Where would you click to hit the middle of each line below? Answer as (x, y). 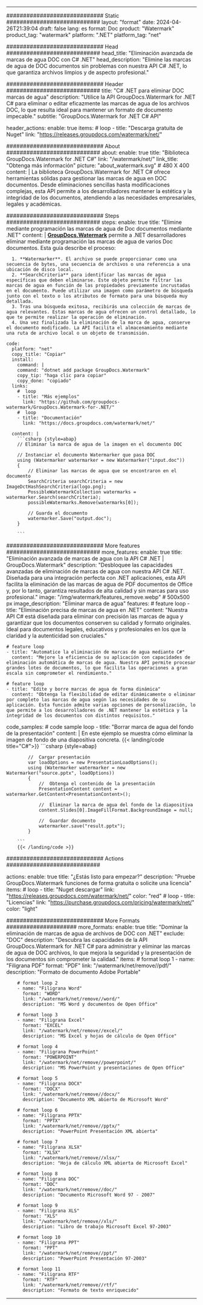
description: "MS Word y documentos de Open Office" (90, 1004)
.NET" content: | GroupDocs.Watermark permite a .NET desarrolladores (96, 235)
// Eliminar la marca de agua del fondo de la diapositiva (116, 805)
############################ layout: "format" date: (81, 22)
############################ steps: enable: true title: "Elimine (94, 222)
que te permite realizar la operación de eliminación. (77, 317)
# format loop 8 (38, 1174)
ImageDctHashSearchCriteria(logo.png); (56, 487)
